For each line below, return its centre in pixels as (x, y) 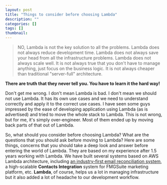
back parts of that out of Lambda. (40, 125)
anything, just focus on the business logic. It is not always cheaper (86, 68)
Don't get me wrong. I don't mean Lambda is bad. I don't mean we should (81, 93)
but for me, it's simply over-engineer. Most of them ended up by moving (79, 120)
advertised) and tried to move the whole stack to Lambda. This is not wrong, (84, 114)
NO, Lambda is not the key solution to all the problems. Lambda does (88, 47)
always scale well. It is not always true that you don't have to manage (89, 63)
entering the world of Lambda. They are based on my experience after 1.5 (81, 151)
